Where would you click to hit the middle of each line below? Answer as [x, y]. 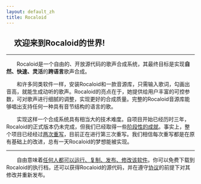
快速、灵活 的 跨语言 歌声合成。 [53, 72]
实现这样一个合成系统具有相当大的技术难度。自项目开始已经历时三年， [103, 119]
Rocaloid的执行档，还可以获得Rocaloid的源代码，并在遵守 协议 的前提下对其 [98, 167]
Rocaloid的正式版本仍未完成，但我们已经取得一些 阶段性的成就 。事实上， [95, 127]
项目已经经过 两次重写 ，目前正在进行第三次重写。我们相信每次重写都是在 [100, 134]
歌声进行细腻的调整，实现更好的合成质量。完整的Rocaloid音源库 [106, 99]
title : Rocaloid [26, 17]
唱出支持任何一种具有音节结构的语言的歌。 [64, 107]
